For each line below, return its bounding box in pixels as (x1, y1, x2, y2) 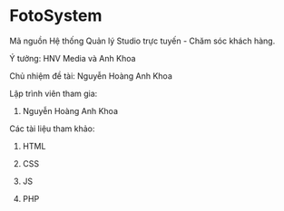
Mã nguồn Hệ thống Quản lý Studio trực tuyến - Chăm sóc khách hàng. (9, 35, 276, 46)
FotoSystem (9, 5, 103, 26)
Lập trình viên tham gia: (9, 88, 98, 99)
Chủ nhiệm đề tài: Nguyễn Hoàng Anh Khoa (9, 70, 172, 82)
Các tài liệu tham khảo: (9, 123, 95, 134)
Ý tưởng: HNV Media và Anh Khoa (9, 53, 136, 63)
